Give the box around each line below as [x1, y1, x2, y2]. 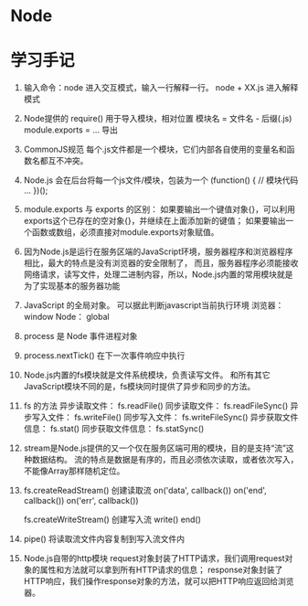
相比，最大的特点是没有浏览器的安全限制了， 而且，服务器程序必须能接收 [23, 258, 299, 269]
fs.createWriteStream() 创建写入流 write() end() [23, 514, 202, 526]
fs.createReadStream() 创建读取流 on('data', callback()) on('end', [23, 485, 268, 496]
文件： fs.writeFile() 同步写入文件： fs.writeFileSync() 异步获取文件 [48, 412, 299, 423]
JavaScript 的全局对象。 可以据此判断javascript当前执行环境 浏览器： [23, 300, 284, 311]
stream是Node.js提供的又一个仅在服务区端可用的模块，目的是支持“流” [23, 442, 287, 453]
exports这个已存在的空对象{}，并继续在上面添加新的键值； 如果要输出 [23, 216, 286, 227]
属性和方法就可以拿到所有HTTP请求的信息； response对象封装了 [39, 564, 283, 576]
